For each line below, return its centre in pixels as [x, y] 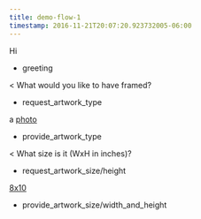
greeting [37, 68]
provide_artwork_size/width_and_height [94, 205]
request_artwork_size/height [74, 170]
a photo [23, 119]
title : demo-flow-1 [45, 17]
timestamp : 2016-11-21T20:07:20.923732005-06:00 [100, 26]
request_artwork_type [62, 102]
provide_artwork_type [62, 136]
